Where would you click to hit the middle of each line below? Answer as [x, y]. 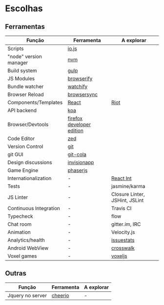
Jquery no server [27, 295]
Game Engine [23, 170]
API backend [22, 110]
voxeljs [120, 256]
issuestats [123, 240]
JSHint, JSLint [128, 200]
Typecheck [20, 216]
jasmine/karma [128, 186]
